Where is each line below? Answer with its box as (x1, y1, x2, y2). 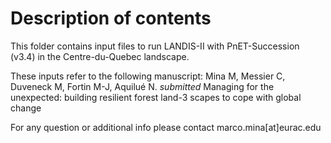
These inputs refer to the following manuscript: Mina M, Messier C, (10, 70, 286, 82)
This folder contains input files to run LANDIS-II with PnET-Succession (10, 40, 300, 52)
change (10, 102, 42, 114)
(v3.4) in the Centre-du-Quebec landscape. (10, 50, 190, 62)
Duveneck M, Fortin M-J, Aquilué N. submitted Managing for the (10, 80, 275, 92)
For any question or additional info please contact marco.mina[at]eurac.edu (10, 121, 322, 133)
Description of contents (10, 7, 212, 30)
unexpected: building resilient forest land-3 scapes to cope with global (10, 91, 302, 103)
